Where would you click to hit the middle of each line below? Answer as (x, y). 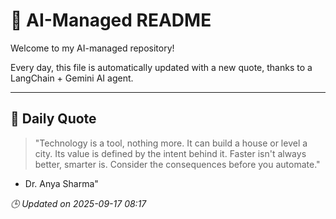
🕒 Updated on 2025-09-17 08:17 (78, 203)
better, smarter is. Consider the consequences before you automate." (177, 164)
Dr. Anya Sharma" (61, 183)
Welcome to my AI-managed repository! (92, 48)
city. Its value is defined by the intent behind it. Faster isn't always (170, 153)
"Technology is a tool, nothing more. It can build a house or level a (171, 143)
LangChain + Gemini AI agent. (72, 78)
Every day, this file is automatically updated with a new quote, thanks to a (161, 67)
